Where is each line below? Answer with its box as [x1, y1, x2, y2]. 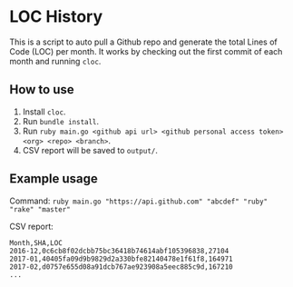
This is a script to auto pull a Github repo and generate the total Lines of [9, 36, 278, 47]
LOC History [9, 6, 103, 27]
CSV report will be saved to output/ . [22, 144, 159, 155]
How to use [9, 82, 74, 97]
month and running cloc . [9, 55, 102, 66]
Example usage [9, 171, 98, 187]
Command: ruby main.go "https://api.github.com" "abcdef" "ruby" [9, 195, 269, 206]
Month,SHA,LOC [9, 238, 63, 247]
